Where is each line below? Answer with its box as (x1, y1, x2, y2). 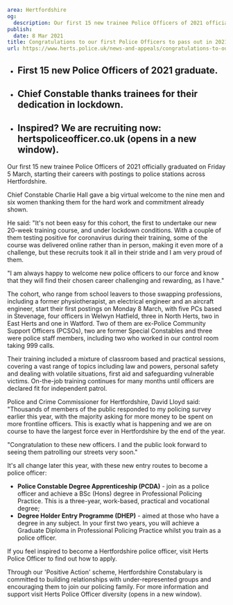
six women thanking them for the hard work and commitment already (7, 198, 205, 206)
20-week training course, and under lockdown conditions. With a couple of (7, 226, 222, 234)
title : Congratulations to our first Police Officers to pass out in (7, 39, 213, 46)
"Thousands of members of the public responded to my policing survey (7, 405, 212, 413)
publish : (7, 26, 33, 33)
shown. (7, 205, 28, 213)
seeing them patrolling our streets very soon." (7, 448, 138, 456)
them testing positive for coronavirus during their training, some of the (7, 233, 208, 242)
